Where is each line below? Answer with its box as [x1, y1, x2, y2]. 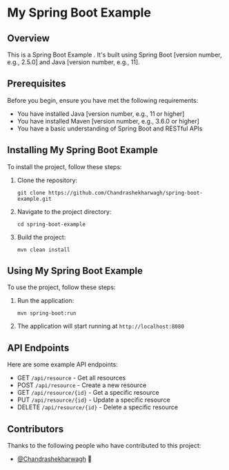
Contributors [7, 423, 64, 435]
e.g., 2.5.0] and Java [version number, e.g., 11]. [7, 58, 140, 66]
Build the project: [17, 233, 66, 241]
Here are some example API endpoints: [7, 360, 119, 369]
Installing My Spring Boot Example [7, 144, 159, 156]
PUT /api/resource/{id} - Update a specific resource [17, 395, 170, 404]
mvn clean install [17, 246, 70, 253]
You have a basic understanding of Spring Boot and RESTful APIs [17, 124, 203, 133]
